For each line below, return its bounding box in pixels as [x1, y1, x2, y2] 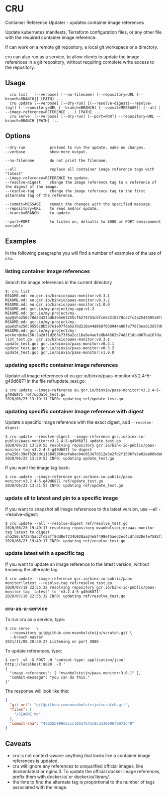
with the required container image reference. [5, 34, 97, 40]
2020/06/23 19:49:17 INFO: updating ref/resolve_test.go [5, 538, 126, 543]
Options [5, 132, 31, 140]
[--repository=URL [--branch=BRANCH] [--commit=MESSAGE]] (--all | [18, 105, 162, 110]
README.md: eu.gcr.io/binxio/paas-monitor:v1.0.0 [5, 302, 110, 307]
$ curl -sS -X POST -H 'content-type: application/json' [5, 657, 126, 663]
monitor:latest [5, 580, 37, 586]
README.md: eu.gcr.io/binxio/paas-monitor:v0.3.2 [5, 298, 110, 303]
